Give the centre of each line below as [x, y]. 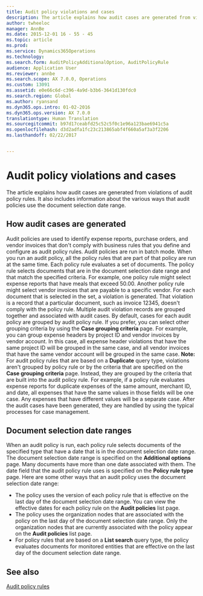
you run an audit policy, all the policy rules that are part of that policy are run [101, 258]
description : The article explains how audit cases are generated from [98, 17]
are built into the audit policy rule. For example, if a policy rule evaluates [96, 379]
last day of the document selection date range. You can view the [95, 502]
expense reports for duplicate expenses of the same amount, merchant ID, [99, 386]
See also [23, 572]
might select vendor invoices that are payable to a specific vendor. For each [101, 290]
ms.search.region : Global [39, 96]
